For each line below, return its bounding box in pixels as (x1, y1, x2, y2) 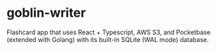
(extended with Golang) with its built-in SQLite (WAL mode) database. (6, 35, 209, 43)
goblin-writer (6, 5, 86, 21)
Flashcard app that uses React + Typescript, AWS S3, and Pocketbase (6, 28, 211, 36)
